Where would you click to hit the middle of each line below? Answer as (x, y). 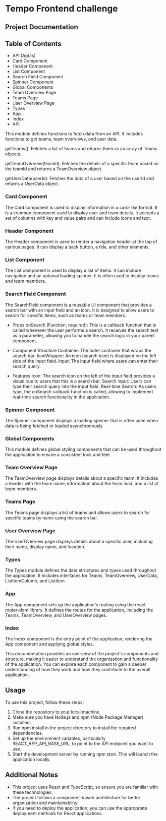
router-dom (17, 610)
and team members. (26, 281)
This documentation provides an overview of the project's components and (82, 653)
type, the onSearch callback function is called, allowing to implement (83, 391)
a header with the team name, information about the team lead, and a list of (82, 484)
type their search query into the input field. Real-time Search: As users (84, 386)
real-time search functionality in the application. (61, 397)
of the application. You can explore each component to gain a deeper (76, 664)
